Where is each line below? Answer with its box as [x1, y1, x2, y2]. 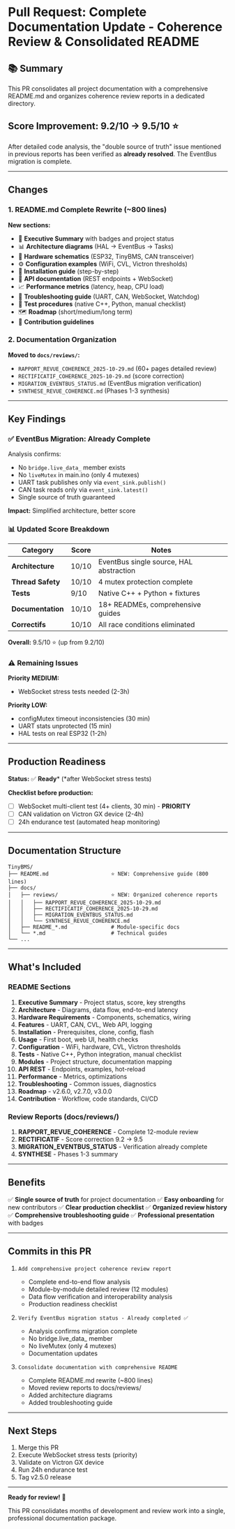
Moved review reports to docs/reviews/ [28, 1383, 142, 1392]
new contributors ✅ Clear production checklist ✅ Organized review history [8, 1203, 227, 1211]
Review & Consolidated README [8, 34, 199, 50]
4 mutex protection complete [98, 577, 193, 587]
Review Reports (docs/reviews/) [8, 1112, 119, 1122]
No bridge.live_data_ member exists [17, 463, 126, 472]
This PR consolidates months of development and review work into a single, [8, 1507, 226, 1515]
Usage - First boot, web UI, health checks [17, 1035, 139, 1044]
